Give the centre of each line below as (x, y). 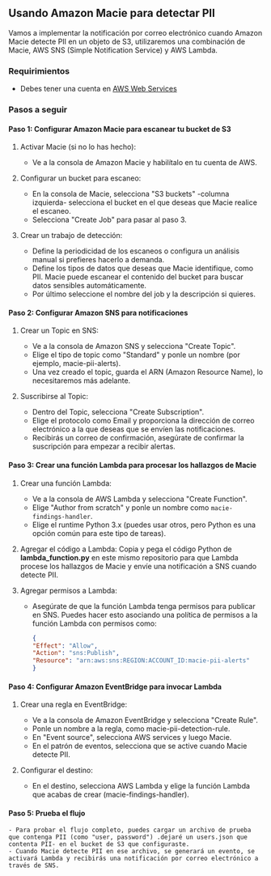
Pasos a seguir (38, 110)
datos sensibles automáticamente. (89, 286)
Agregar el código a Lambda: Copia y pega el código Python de (126, 549)
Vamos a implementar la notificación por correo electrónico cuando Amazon (135, 32)
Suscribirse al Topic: (54, 397)
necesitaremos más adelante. (81, 381)
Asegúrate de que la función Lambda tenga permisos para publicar (144, 606)
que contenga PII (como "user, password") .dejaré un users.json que (128, 837)
